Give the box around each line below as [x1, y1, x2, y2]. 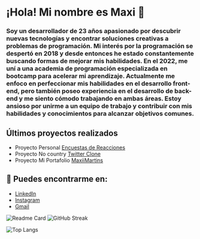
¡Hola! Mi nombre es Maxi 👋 [6, 5, 145, 19]
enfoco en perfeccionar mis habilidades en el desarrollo [6, 79, 172, 88]
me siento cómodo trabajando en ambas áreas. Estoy [23, 94, 181, 103]
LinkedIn [14, 190, 37, 197]
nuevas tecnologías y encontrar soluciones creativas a [6, 34, 169, 43]
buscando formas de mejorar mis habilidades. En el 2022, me [6, 57, 188, 65]
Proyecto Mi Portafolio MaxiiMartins [14, 156, 104, 164]
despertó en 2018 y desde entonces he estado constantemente [6, 49, 195, 58]
